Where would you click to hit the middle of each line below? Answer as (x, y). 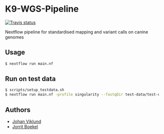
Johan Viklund (27, 121)
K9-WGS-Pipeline (42, 9)
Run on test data (31, 79)
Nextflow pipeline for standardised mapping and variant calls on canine (77, 32)
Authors (18, 110)
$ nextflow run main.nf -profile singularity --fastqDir (64, 95)
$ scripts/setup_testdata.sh (35, 90)
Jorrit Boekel (25, 127)
